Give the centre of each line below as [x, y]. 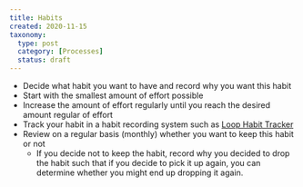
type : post [38, 43]
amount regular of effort [68, 115]
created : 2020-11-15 [49, 26]
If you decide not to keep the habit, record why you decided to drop [163, 153]
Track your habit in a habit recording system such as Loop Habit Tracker [158, 124]
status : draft [44, 60]
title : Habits [36, 18]
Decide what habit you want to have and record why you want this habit [157, 86]
